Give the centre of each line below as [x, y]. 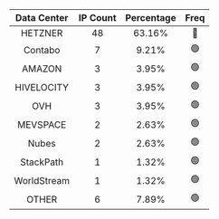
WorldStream [42, 180]
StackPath [42, 162]
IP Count [97, 18]
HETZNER [42, 33]
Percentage [151, 18]
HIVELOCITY [42, 87]
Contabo [42, 50]
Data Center [42, 18]
